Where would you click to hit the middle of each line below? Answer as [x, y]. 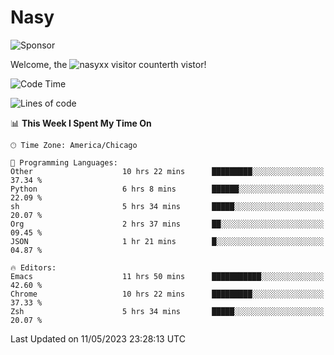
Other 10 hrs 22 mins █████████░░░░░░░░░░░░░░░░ [167, 171]
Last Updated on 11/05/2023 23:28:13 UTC [98, 338]
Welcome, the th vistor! [108, 64]
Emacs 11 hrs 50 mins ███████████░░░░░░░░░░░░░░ [167, 276]
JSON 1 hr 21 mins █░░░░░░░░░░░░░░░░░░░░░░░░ [167, 241]
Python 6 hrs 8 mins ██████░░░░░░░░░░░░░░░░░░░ [167, 189]
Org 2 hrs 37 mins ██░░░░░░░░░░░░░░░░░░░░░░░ [167, 224]
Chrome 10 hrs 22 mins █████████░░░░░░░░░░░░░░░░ [167, 294]
